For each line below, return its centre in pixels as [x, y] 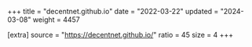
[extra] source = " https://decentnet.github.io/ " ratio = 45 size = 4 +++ [121, 35]
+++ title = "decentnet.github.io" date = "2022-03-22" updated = [113, 11]
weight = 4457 [56, 20]
